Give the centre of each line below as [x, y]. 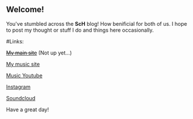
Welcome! [25, 10]
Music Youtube [24, 75]
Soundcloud [21, 98]
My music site [23, 64]
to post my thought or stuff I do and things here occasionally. [80, 30]
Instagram [18, 87]
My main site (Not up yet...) [39, 53]
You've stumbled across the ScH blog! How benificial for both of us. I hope [96, 23]
